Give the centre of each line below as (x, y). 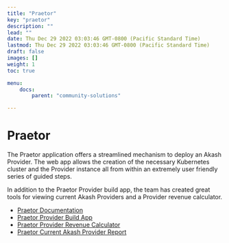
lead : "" (20, 33)
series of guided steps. (39, 177)
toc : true (21, 71)
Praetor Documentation (50, 210)
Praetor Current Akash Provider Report (72, 232)
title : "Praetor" (32, 13)
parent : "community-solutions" (76, 96)
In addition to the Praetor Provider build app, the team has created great (109, 190)
